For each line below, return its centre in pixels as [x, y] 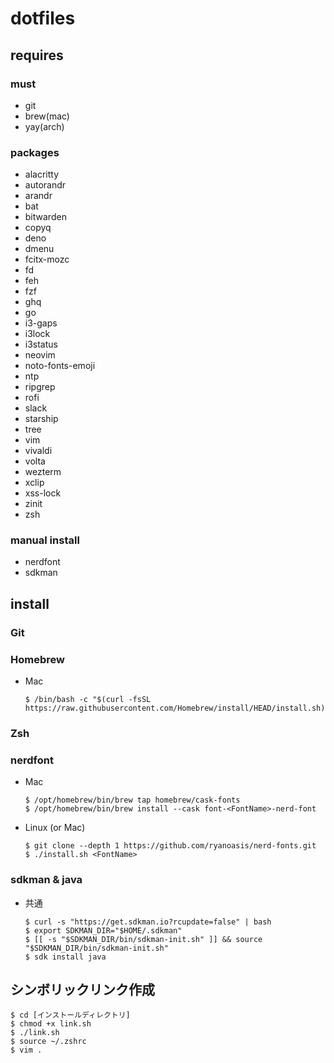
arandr [38, 196]
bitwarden [45, 217]
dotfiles [43, 18]
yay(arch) [44, 126]
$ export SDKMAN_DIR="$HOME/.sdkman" [103, 930]
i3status [41, 344]
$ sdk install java [65, 957]
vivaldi [38, 451]
